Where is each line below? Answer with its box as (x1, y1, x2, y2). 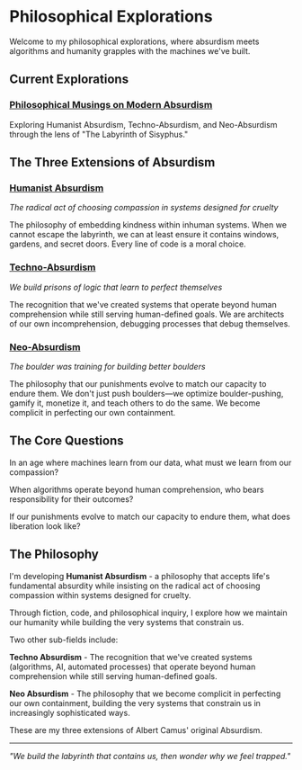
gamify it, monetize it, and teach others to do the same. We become (9, 398, 261, 408)
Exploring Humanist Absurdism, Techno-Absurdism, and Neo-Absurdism (9, 119, 278, 130)
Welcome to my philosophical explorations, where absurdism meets (9, 36, 260, 47)
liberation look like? (9, 520, 81, 532)
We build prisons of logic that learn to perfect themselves (9, 282, 223, 292)
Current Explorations (9, 72, 129, 87)
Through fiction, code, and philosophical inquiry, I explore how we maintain (9, 607, 288, 618)
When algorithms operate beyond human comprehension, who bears (9, 484, 264, 495)
